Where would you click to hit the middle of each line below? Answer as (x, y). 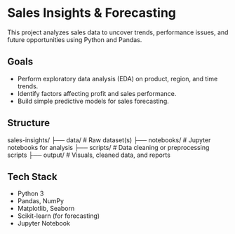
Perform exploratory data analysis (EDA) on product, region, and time (117, 78)
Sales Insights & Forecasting (92, 13)
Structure (29, 123)
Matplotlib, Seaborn (46, 209)
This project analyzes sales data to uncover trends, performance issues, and (118, 32)
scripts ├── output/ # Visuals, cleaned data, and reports (89, 155)
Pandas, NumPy (41, 201)
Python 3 (31, 193)
